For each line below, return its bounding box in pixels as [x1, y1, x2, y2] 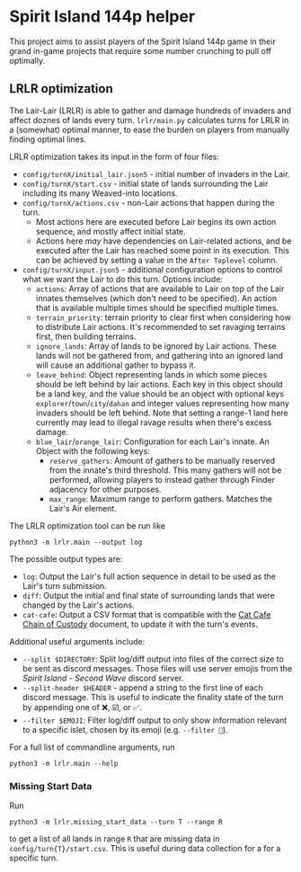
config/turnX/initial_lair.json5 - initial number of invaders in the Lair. [22, 168, 290, 179]
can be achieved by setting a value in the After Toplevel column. [35, 254, 279, 265]
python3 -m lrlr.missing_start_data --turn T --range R [9, 818, 223, 827]
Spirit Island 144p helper [9, 6, 196, 27]
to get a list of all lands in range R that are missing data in [9, 833, 220, 844]
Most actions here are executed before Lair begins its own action [35, 216, 277, 227]
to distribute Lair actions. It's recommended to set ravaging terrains [35, 321, 286, 332]
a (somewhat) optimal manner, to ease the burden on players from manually [9, 124, 290, 135]
